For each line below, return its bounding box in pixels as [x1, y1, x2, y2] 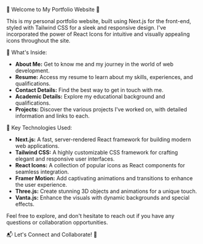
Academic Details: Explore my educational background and [15, 93, 165, 100]
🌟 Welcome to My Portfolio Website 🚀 [6, 6, 100, 13]
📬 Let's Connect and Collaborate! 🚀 [6, 231, 97, 238]
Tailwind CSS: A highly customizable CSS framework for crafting [15, 149, 178, 156]
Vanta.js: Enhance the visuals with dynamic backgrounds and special [15, 194, 190, 201]
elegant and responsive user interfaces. [15, 155, 115, 162]
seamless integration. [15, 168, 69, 175]
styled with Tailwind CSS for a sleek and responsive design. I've [6, 24, 167, 31]
